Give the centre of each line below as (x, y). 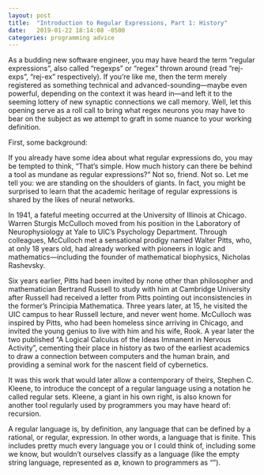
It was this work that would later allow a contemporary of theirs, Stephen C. (131, 380)
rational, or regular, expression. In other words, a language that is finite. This (132, 437)
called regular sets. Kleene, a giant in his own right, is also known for (120, 397)
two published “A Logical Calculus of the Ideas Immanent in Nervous (120, 340)
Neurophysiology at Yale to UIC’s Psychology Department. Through (118, 232)
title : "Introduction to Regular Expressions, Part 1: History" (118, 23)
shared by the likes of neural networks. (72, 200)
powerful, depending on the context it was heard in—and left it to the (121, 94)
